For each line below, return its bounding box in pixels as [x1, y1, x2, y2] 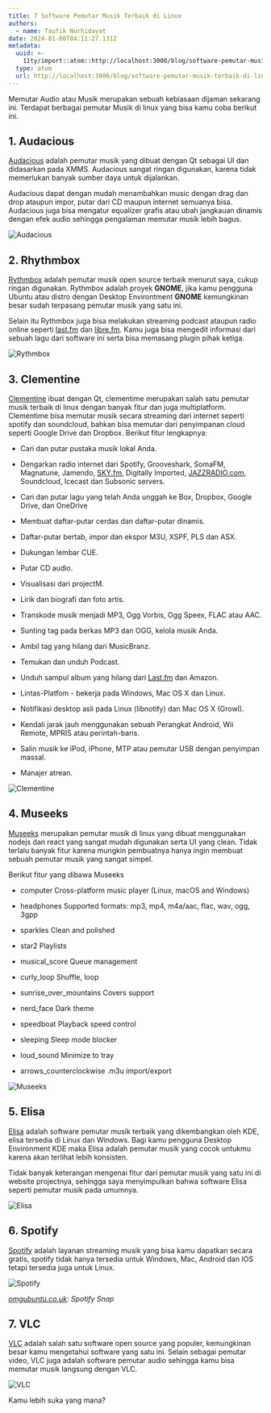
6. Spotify [8, 1224, 59, 1238]
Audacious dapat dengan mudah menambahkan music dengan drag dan [8, 189, 248, 199]
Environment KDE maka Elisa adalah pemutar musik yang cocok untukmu [8, 1143, 252, 1153]
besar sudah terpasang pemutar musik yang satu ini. [8, 300, 183, 311]
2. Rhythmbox [8, 253, 81, 267]
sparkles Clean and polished [19, 925, 115, 934]
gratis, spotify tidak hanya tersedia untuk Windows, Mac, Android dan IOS [8, 1254, 254, 1264]
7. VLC [8, 1317, 41, 1331]
